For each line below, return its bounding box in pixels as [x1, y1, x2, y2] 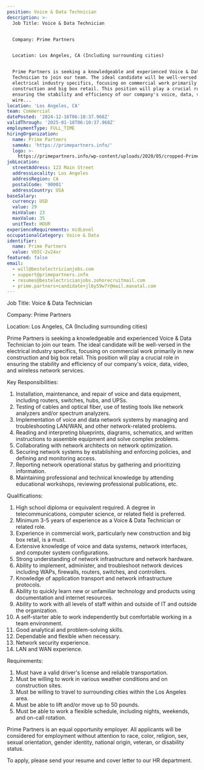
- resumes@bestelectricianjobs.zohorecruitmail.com [12, 277, 146, 284]
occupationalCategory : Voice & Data [7, 232, 99, 238]
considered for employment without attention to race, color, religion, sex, [7, 732, 188, 740]
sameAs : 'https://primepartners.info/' [12, 142, 113, 148]
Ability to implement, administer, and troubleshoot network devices [15, 562, 183, 569]
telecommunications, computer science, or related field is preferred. [15, 510, 186, 518]
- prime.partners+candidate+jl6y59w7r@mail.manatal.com [12, 283, 156, 289]
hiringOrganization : [7, 131, 59, 137]
